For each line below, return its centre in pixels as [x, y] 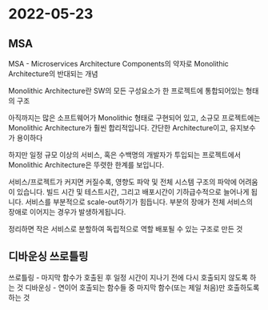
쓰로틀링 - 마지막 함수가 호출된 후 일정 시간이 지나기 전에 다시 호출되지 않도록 [128, 277]
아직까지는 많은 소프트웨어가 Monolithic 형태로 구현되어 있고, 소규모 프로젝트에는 [134, 118]
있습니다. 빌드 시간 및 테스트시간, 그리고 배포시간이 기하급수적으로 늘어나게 [133, 192]
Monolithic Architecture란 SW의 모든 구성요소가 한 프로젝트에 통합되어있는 [126, 91]
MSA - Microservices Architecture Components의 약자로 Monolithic [119, 64]
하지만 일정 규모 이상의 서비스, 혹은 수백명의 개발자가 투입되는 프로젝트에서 [125, 155]
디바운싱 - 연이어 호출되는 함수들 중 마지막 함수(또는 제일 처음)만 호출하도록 [142, 287]
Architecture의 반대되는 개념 [53, 74]
